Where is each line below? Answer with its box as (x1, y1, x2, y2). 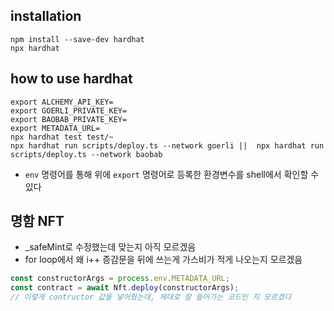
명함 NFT (10, 213, 65, 230)
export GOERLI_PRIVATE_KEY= (10, 105, 128, 116)
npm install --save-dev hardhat (10, 34, 145, 44)
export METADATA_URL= (10, 123, 101, 133)
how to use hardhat (10, 70, 133, 88)
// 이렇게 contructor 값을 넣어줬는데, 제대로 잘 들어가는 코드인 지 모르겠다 (10, 292, 292, 303)
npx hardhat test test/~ (10, 132, 114, 142)
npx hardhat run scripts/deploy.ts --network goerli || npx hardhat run (10, 140, 325, 151)
